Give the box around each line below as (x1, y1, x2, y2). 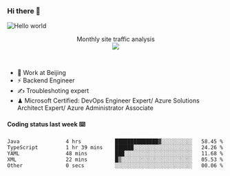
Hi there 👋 (7, 6, 41, 16)
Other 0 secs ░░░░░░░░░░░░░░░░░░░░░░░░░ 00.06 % (7, 162, 224, 169)
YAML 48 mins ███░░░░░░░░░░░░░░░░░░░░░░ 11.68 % (7, 150, 224, 157)
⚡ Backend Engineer (17, 76, 75, 85)
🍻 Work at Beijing (17, 69, 67, 77)
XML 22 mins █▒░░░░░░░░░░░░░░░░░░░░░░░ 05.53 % (7, 156, 224, 163)
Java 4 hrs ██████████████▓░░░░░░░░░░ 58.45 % (7, 137, 224, 145)
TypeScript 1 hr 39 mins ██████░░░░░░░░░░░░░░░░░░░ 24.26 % (7, 144, 224, 151)
